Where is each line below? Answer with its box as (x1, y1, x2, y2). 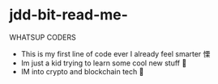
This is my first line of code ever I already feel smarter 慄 (20, 48, 211, 58)
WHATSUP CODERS (9, 32, 76, 42)
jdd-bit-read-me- (9, 6, 129, 24)
